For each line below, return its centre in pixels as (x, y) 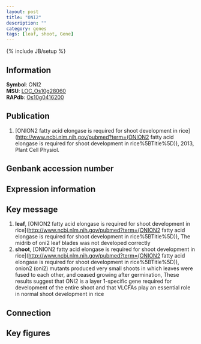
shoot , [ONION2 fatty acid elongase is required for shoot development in (105, 249)
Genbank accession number (60, 169)
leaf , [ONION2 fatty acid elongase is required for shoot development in (103, 224)
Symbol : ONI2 (24, 84)
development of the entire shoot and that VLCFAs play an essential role (103, 288)
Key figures (28, 333)
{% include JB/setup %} (36, 51)
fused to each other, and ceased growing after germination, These (97, 275)
